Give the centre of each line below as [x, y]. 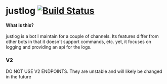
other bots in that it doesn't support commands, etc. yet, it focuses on [78, 42]
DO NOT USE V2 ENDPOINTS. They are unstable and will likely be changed [84, 71]
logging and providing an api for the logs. [49, 47]
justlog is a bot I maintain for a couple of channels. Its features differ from [82, 36]
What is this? [20, 25]
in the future [19, 76]
